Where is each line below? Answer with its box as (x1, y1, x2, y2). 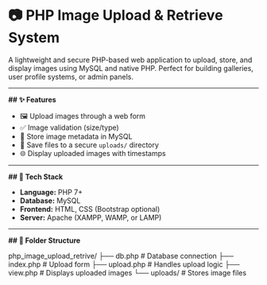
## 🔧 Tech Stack (8, 172, 64, 182)
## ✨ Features (8, 95, 57, 104)
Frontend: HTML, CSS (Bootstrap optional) (19, 204, 161, 213)
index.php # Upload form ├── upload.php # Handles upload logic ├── (8, 260, 240, 269)
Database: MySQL (19, 196, 81, 205)
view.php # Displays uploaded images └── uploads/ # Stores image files (8, 267, 247, 277)
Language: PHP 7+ (19, 187, 83, 197)
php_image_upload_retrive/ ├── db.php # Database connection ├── (8, 251, 234, 260)
